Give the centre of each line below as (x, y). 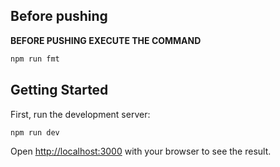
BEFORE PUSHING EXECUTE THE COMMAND (106, 40)
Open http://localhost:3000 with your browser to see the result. (141, 151)
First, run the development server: (80, 114)
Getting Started (59, 90)
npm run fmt (35, 59)
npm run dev (35, 132)
